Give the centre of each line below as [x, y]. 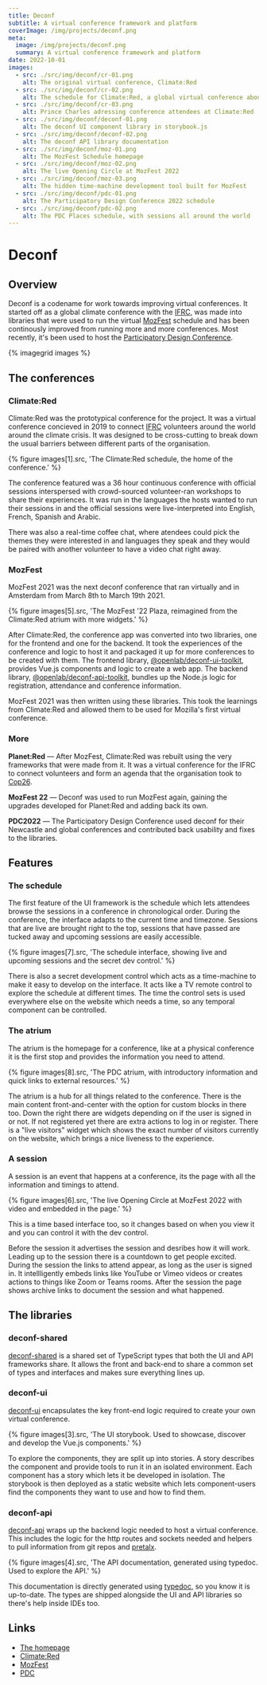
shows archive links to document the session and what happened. [116, 1290]
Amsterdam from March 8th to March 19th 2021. [87, 595]
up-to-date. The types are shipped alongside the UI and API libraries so [125, 1595]
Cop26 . [20, 781]
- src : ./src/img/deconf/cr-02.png [74, 90]
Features [31, 863]
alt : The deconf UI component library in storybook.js [115, 127]
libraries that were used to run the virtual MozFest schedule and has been [129, 320]
